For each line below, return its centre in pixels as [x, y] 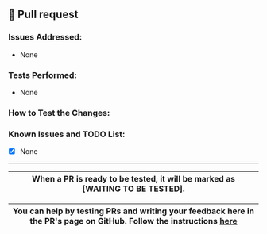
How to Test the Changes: [59, 113]
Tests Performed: [43, 75]
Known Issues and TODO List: [67, 134]
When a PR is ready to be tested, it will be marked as [133, 179]
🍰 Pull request [43, 15]
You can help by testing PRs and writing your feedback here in [133, 211]
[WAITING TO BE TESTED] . [133, 189]
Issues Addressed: [45, 37]
